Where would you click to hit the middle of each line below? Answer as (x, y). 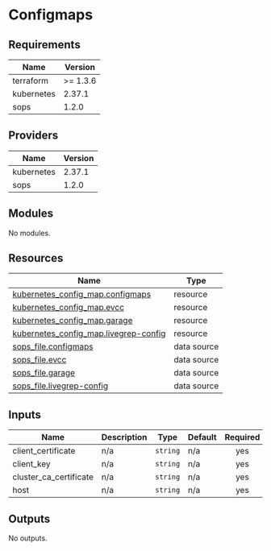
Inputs (25, 414)
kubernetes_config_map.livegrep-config (89, 333)
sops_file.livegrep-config (60, 386)
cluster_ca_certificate (53, 477)
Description (124, 437)
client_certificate (44, 451)
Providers (33, 136)
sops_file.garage (44, 373)
